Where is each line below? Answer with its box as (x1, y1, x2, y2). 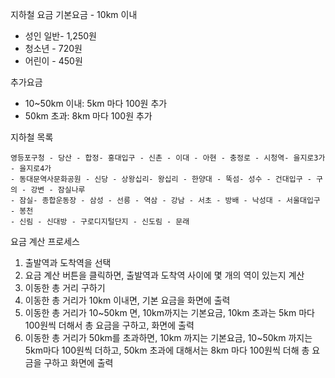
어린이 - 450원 (24, 55, 83, 67)
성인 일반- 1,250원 (24, 30, 97, 42)
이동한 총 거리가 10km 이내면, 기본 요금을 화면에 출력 (24, 294, 231, 306)
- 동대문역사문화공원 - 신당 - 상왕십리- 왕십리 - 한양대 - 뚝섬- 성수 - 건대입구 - (10, 174, 312, 184)
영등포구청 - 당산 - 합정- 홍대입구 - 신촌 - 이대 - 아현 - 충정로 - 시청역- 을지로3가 (10, 153, 326, 163)
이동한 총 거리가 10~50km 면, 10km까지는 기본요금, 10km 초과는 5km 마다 (24, 307, 315, 318)
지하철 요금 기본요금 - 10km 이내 (10, 9, 138, 20)
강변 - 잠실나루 (30, 185, 86, 195)
